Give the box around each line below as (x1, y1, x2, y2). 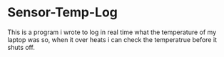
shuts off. (7, 43, 36, 51)
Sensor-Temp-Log (7, 4, 118, 21)
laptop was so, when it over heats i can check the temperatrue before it (7, 35, 218, 43)
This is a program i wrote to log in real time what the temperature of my (7, 28, 217, 36)
